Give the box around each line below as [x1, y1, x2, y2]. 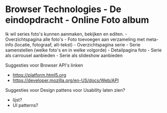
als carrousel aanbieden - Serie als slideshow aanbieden [5, 52, 123, 59]
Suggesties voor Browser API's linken [5, 62, 83, 68]
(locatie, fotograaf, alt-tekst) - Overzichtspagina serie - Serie [14, 41, 141, 47]
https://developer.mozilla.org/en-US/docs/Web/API [12, 77, 119, 83]
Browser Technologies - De [5, 4, 122, 15]
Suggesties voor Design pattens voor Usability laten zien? [5, 87, 125, 93]
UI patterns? [12, 102, 38, 108]
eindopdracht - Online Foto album [5, 14, 149, 26]
